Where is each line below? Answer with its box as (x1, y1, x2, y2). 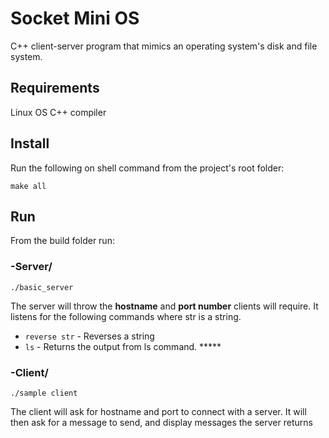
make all (10, 181, 47, 191)
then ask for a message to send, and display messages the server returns (10, 416, 313, 428)
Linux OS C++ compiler (10, 106, 107, 118)
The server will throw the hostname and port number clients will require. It (10, 300, 319, 312)
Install (10, 135, 50, 152)
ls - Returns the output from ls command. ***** (24, 340, 222, 352)
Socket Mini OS (10, 7, 140, 30)
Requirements (10, 80, 100, 97)
